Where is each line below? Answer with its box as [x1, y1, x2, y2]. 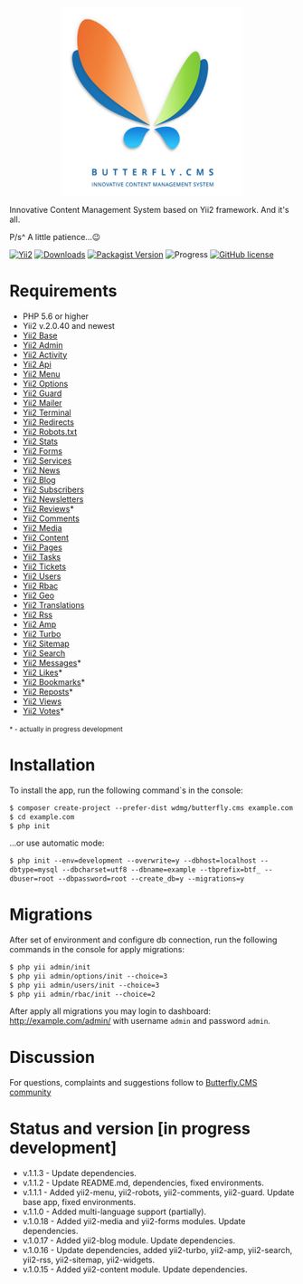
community [9, 1086, 52, 1097]
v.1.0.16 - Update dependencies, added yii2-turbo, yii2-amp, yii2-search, [22, 1244, 293, 1255]
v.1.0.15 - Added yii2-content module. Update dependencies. [22, 1263, 248, 1275]
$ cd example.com [9, 812, 75, 822]
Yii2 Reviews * [22, 503, 74, 514]
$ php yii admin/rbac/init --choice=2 [9, 990, 156, 999]
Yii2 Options [22, 378, 69, 389]
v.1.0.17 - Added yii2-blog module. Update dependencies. [22, 1235, 236, 1246]
